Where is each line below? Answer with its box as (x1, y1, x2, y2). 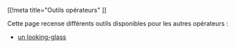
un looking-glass (17, 33, 67, 41)
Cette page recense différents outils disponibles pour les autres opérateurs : (7, 19, 229, 27)
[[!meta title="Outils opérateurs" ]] (7, 6, 107, 14)
